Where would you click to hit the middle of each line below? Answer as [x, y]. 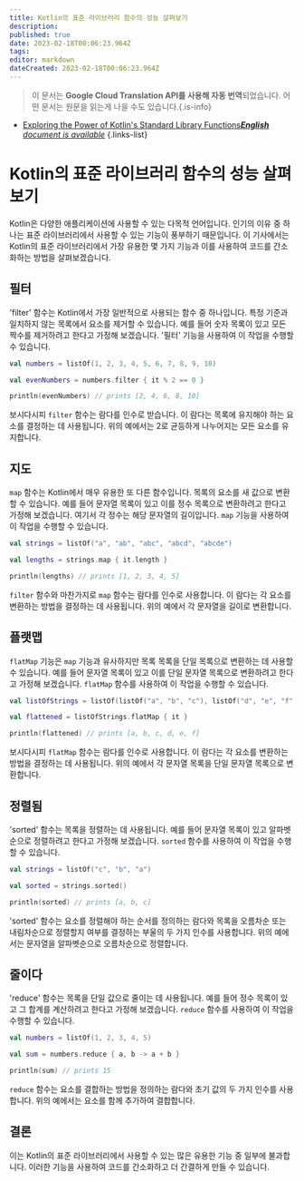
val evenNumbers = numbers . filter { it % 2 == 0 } [107, 380]
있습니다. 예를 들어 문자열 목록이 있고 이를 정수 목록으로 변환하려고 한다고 [157, 503]
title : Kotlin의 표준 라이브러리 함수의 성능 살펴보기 [99, 18]
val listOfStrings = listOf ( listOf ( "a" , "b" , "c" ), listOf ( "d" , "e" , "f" [152, 701]
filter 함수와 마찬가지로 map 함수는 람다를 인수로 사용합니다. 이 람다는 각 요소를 [151, 594]
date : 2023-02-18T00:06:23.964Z [70, 43]
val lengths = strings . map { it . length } [89, 560]
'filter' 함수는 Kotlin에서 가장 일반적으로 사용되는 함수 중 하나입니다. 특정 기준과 [149, 312]
